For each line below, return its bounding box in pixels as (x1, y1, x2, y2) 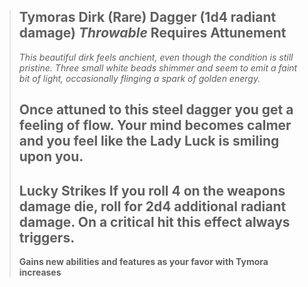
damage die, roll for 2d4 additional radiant (18, 198, 287, 215)
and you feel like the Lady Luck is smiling (18, 133, 280, 150)
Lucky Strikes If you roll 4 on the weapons (18, 182, 286, 199)
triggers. (18, 229, 76, 246)
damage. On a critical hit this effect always (18, 213, 291, 230)
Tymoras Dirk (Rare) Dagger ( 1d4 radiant (18, 9, 277, 26)
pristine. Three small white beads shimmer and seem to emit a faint (18, 61, 298, 74)
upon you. (18, 148, 84, 165)
